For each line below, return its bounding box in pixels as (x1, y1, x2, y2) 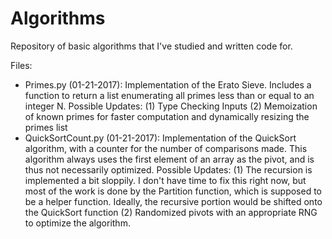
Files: (10, 59, 33, 71)
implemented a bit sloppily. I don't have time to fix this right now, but (24, 174, 307, 186)
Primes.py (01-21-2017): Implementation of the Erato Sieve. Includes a (24, 78, 312, 91)
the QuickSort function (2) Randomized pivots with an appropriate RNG (24, 206, 318, 218)
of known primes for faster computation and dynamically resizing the (24, 110, 310, 122)
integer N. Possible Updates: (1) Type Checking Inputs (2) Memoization (24, 100, 318, 112)
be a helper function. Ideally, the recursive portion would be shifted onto (24, 195, 323, 207)
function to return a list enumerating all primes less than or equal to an (24, 89, 315, 101)
